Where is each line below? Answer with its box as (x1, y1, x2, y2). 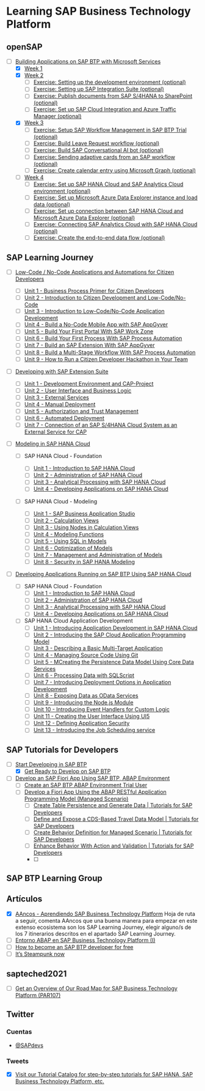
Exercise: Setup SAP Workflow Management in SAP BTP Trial (33, 126, 187, 133)
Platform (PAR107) (15, 992, 61, 999)
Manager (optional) (33, 113, 82, 120)
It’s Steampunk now (15, 950, 65, 958)
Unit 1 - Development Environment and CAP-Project (24, 380, 154, 387)
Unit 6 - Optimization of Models (33, 544, 113, 552)
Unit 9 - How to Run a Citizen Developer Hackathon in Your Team (24, 355, 188, 363)
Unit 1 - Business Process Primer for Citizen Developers (24, 287, 164, 295)
